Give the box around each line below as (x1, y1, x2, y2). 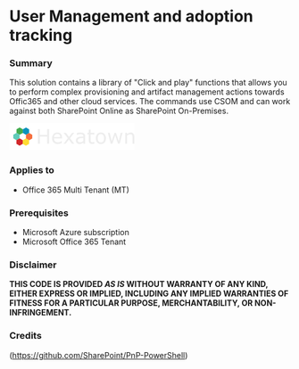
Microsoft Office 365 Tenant (21, 236, 127, 247)
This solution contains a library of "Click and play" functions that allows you (9, 78, 287, 88)
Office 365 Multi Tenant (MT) (21, 184, 129, 195)
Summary (9, 57, 54, 70)
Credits (9, 330, 42, 342)
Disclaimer (9, 258, 57, 271)
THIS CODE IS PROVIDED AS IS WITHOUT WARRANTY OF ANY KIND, (9, 279, 269, 290)
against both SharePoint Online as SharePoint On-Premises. (9, 105, 229, 117)
